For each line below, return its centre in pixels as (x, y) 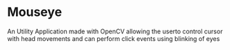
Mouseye (35, 12)
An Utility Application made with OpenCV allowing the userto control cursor (115, 31)
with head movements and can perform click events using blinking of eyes (114, 38)
